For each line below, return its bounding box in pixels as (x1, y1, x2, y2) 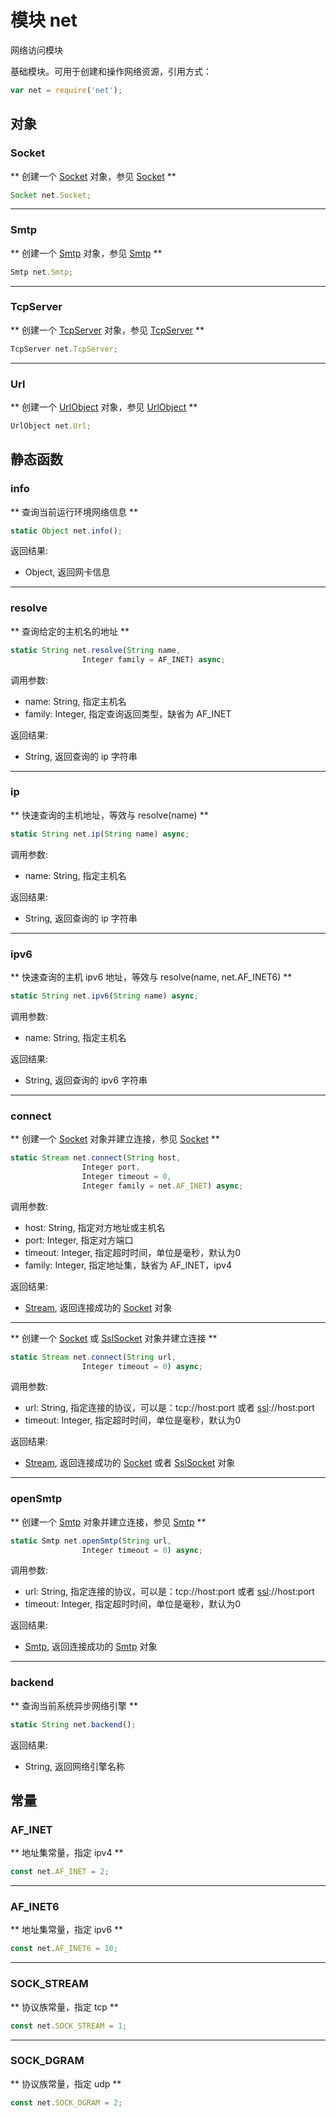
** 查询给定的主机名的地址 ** (10, 625, 130, 637)
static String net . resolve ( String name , (10, 645, 182, 655)
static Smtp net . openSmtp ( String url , (10, 1536, 172, 1546)
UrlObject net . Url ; (10, 421, 92, 431)
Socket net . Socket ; (10, 190, 92, 200)
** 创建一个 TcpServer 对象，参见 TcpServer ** (10, 324, 205, 336)
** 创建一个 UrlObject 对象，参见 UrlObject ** (10, 401, 198, 413)
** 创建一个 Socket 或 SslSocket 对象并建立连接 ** (10, 1332, 218, 1344)
